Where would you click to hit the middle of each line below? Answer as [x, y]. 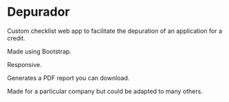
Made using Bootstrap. [40, 51]
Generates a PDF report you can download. [68, 78]
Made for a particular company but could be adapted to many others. [105, 91]
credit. [16, 38]
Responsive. [25, 64]
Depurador [39, 12]
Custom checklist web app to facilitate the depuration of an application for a [115, 31]
